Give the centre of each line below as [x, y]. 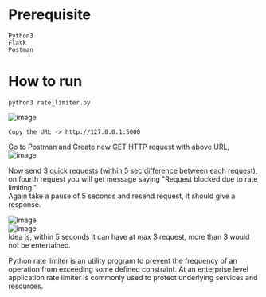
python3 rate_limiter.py [49, 102]
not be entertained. [40, 245]
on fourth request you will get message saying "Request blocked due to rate [133, 179]
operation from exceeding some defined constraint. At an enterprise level [129, 269]
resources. [26, 286]
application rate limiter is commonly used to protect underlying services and [133, 277]
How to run [45, 82]
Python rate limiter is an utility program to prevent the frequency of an [123, 260]
